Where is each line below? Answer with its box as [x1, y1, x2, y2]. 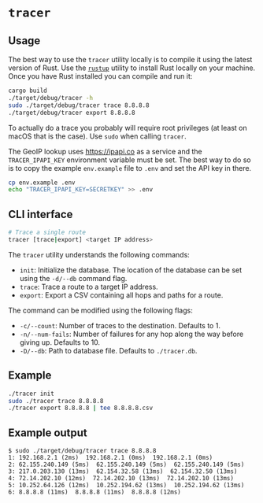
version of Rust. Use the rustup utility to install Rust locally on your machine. [8, 63, 256, 72]
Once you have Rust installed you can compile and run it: [8, 72, 193, 80]
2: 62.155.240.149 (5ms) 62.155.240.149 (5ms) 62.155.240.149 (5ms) [8, 460, 245, 469]
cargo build [8, 87, 47, 94]
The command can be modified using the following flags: [8, 305, 193, 315]
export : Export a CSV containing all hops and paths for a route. [19, 290, 224, 300]
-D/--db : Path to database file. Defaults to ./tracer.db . [19, 346, 198, 355]
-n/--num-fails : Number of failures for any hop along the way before [19, 329, 244, 338]
